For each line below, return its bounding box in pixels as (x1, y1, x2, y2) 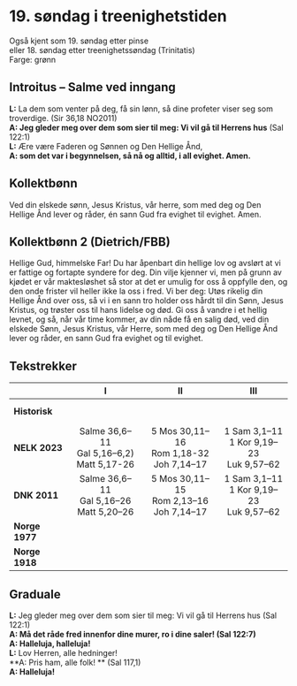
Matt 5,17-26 (76, 458, 135, 470)
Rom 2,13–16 (151, 495, 209, 507)
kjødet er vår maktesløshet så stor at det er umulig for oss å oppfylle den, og (9, 277, 288, 287)
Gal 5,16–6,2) (76, 447, 134, 460)
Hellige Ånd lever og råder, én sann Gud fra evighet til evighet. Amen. (9, 209, 262, 219)
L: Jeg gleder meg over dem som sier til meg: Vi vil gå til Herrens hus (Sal (9, 610, 278, 621)
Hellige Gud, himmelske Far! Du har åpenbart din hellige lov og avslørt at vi (9, 258, 281, 269)
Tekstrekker (9, 358, 78, 373)
